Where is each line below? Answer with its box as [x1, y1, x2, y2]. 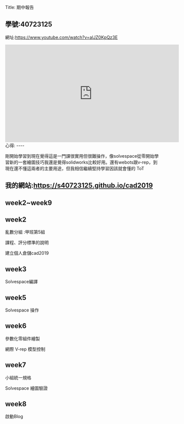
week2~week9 [5, 198, 52, 207]
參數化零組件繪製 [5, 335, 40, 341]
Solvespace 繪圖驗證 [5, 385, 48, 391]
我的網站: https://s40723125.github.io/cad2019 [5, 182, 153, 190]
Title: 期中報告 [5, 4, 34, 10]
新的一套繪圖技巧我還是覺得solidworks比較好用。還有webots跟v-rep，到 [9, 159, 158, 165]
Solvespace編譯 [5, 279, 38, 285]
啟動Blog [5, 414, 23, 420]
